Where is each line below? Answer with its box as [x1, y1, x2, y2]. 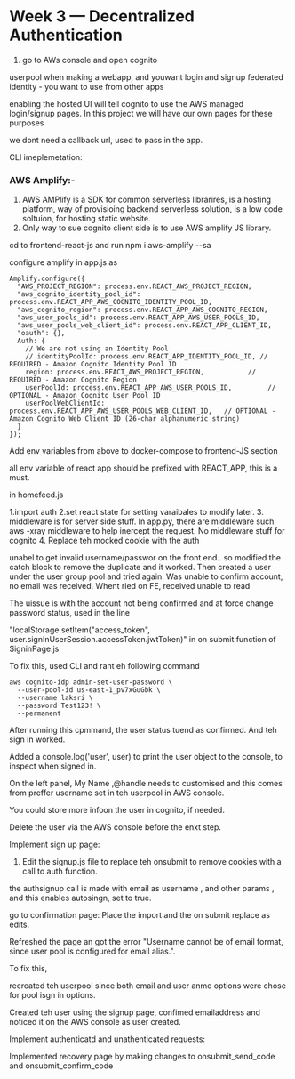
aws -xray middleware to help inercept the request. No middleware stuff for [9, 526, 285, 536]
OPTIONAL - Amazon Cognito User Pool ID [9, 391, 162, 400]
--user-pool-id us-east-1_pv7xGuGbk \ [17, 686, 162, 695]
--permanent [17, 709, 62, 718]
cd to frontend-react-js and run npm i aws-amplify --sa [9, 240, 211, 251]
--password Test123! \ [17, 701, 101, 711]
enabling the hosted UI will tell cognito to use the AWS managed [9, 98, 244, 109]
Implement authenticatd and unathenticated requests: [9, 1034, 206, 1044]
